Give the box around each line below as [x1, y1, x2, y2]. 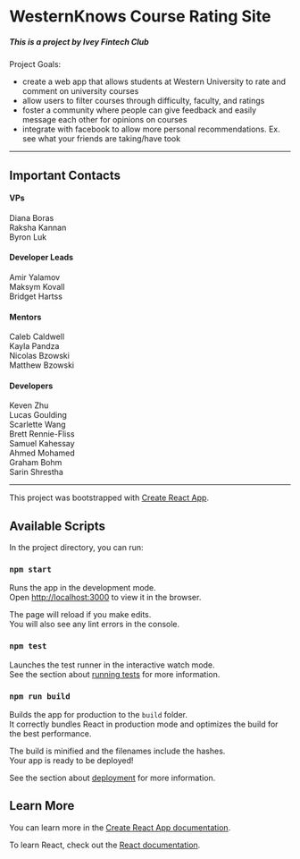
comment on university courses [21, 86, 139, 97]
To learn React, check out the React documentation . [9, 839, 201, 850]
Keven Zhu [9, 400, 49, 411]
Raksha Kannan [9, 222, 67, 233]
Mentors [9, 311, 42, 322]
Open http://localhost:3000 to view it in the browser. [9, 592, 202, 603]
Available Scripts [9, 518, 105, 533]
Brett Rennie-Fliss [9, 429, 75, 439]
